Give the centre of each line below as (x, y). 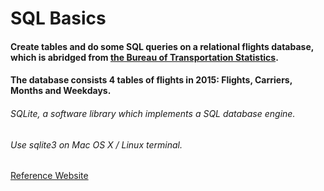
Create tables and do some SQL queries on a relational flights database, (162, 46)
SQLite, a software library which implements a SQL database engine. (153, 113)
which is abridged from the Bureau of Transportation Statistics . (144, 57)
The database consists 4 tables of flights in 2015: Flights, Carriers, (151, 80)
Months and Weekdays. (61, 91)
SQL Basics (58, 18)
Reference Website (49, 176)
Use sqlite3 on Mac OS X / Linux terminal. (96, 144)
